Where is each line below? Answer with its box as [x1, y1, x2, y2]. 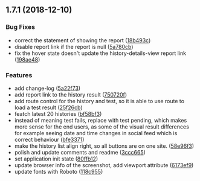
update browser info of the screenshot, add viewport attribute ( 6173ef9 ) [14, 161, 194, 168]
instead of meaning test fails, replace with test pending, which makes [14, 116, 187, 124]
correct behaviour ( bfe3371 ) [14, 136, 85, 143]
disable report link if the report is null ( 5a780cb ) [14, 43, 134, 50]
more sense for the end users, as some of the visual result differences [14, 123, 190, 130]
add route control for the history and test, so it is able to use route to [14, 97, 185, 104]
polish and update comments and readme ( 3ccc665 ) [14, 148, 146, 156]
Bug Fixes [5, 23, 36, 31]
